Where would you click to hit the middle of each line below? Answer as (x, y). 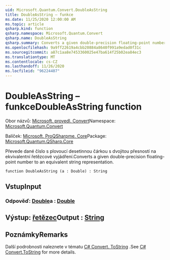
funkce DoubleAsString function (74, 107)
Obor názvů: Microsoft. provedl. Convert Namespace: (60, 121)
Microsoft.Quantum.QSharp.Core (39, 141)
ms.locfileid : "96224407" (32, 71)
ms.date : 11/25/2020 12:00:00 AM (40, 19)
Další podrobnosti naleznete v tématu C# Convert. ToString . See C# (76, 247)
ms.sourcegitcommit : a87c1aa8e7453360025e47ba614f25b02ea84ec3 (73, 52)
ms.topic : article (25, 24)
